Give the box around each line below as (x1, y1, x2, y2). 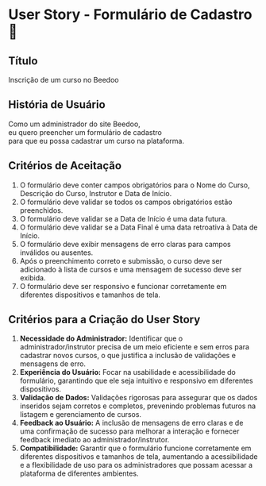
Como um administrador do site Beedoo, (8, 119, 141, 129)
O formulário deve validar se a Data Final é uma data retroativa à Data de (19, 222, 258, 232)
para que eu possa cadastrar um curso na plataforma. (8, 136, 185, 145)
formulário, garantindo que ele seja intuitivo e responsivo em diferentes (19, 376, 253, 386)
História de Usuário (8, 98, 106, 112)
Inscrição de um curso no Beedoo (8, 75, 119, 84)
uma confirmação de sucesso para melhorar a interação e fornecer (19, 426, 240, 436)
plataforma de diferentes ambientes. (19, 469, 139, 478)
